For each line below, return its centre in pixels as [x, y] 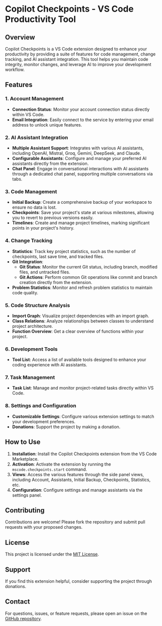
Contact [18, 602]
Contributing [25, 510]
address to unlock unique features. [47, 125]
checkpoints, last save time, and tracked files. [58, 256]
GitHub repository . [24, 618]
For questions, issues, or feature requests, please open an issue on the [76, 613]
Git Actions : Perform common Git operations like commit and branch [88, 277]
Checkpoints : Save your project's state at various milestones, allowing [83, 213]
